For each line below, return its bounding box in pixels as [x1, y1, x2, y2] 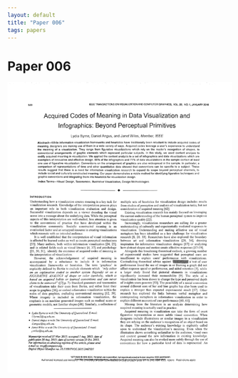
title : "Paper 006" [7, 19, 66, 26]
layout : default [7, 11, 56, 19]
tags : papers [7, 26, 46, 33]
